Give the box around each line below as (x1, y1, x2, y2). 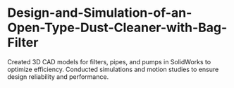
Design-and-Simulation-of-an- (7, 5, 192, 21)
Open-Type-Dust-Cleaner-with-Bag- (7, 20, 228, 36)
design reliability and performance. (7, 72, 109, 81)
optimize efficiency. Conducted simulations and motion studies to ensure (7, 65, 219, 73)
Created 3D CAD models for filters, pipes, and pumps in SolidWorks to (7, 57, 211, 66)
